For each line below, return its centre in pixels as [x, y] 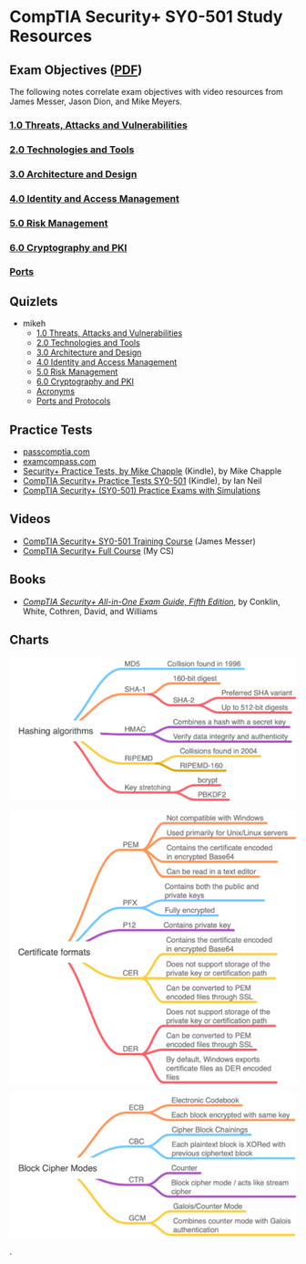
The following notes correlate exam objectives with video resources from [147, 92]
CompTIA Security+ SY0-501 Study [146, 17]
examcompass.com [60, 462]
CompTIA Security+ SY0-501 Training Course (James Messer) [139, 541]
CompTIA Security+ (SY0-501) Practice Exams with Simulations [142, 491]
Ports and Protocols [73, 401]
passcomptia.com [56, 452]
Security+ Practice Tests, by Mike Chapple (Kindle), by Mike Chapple [152, 471]
